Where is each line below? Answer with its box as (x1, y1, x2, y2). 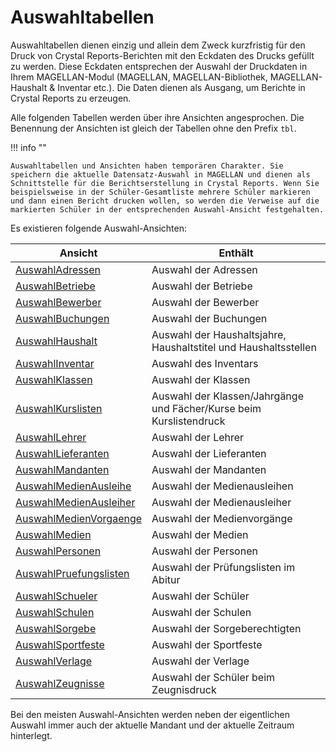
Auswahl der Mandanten (151, 462, 267, 476)
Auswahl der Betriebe (151, 279, 253, 293)
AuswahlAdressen (15, 262, 101, 276)
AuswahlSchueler (15, 589, 98, 603)
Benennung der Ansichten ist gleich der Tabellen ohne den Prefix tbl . (10, 122, 297, 134)
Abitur (151, 572, 181, 586)
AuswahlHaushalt (15, 334, 98, 348)
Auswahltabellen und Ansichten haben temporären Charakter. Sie (10, 161, 284, 171)
